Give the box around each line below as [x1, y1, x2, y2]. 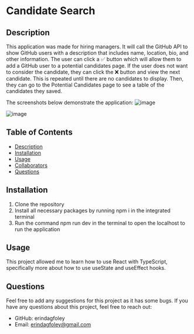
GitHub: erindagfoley [14, 315, 66, 322]
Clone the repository [14, 201, 64, 208]
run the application [14, 225, 60, 233]
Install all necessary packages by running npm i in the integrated [14, 207, 171, 214]
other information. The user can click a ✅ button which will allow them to [6, 56, 182, 62]
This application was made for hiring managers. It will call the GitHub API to [6, 43, 188, 50]
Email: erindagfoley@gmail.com [14, 321, 91, 328]
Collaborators [14, 162, 48, 169]
